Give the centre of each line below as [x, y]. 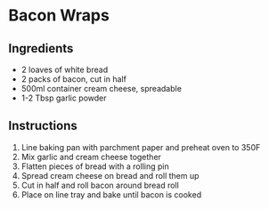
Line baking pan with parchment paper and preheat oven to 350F [141, 147]
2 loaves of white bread [65, 69]
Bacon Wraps [59, 16]
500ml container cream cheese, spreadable [101, 88]
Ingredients [41, 48]
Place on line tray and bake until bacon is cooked [111, 194]
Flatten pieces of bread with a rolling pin [95, 166]
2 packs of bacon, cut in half [73, 79]
